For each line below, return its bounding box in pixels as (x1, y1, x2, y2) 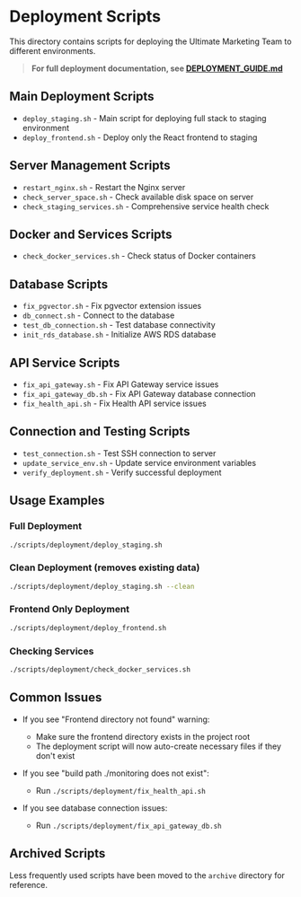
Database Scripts (9, 277, 109, 292)
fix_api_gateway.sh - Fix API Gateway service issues (22, 379, 219, 390)
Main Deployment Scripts (9, 89, 155, 104)
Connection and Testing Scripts (9, 424, 190, 439)
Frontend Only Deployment (9, 603, 130, 616)
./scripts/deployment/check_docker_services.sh (9, 665, 191, 674)
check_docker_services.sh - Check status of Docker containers (22, 251, 256, 261)
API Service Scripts (9, 355, 120, 370)
